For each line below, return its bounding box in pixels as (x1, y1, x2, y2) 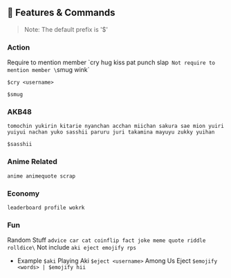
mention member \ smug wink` (7, 66, 90, 74)
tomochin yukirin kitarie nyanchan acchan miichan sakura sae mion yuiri (7, 122, 225, 130)
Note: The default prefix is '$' (24, 25, 109, 33)
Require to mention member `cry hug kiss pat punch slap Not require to (7, 58, 216, 66)
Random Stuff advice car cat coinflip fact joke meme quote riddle (7, 236, 206, 244)
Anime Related (7, 157, 57, 167)
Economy (7, 188, 40, 198)
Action (7, 42, 30, 52)
